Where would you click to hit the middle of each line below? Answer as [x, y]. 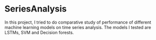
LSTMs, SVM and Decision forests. [39, 32]
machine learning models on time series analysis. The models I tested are [78, 27]
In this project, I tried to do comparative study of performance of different [78, 22]
